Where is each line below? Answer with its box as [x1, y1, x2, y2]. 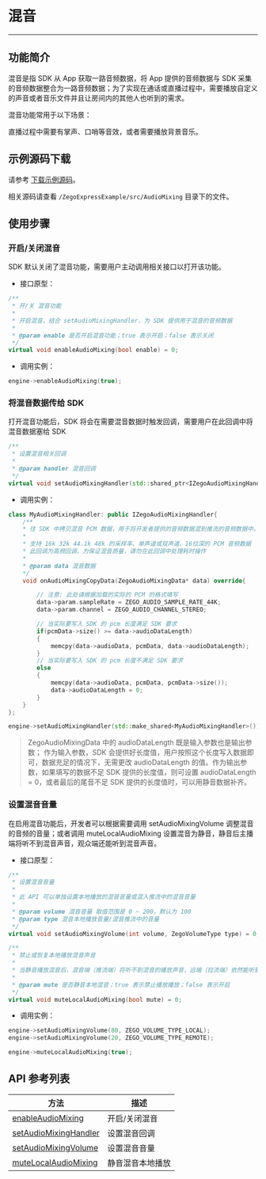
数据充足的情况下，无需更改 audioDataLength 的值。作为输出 [41, 757, 241, 768]
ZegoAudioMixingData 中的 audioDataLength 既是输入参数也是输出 [27, 737, 245, 748]
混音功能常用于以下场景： [8, 110, 92, 119]
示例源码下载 [8, 152, 71, 166]
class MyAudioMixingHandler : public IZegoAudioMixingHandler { [8, 510, 218, 518]
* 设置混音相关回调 [11, 450, 66, 458]
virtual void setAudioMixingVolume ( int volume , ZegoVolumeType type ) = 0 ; [8, 930, 260, 938]
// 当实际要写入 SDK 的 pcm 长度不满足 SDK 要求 [36, 657, 184, 665]
